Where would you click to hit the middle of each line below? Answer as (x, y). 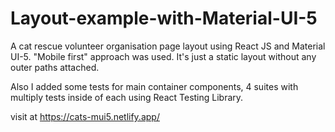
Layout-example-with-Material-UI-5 (164, 18)
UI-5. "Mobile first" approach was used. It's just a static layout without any (163, 56)
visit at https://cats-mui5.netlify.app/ (85, 116)
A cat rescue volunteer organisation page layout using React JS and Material (168, 46)
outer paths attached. (55, 67)
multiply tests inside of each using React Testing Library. (127, 97)
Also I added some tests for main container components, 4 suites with (154, 86)
